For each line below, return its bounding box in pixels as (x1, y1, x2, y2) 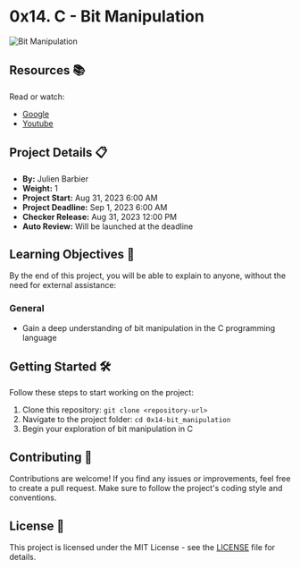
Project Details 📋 (9, 145, 108, 160)
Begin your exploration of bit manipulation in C (21, 423, 194, 435)
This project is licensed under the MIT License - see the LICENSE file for (9, 542, 275, 553)
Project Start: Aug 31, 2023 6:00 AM (21, 192, 158, 203)
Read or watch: (9, 91, 65, 102)
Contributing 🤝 (9, 449, 93, 464)
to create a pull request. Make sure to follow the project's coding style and (9, 483, 283, 494)
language (21, 332, 57, 343)
